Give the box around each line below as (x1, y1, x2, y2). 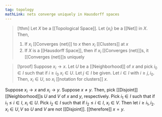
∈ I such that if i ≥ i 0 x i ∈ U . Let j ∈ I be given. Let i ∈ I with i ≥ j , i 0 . (17, 70, 155, 77)
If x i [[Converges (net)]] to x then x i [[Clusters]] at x (24, 41, 129, 48)
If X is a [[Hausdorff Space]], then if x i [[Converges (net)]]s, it (24, 48, 149, 55)
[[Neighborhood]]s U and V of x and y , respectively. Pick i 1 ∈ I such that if (5, 93, 155, 100)
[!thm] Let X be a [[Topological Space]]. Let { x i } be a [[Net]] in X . (17, 25, 148, 32)
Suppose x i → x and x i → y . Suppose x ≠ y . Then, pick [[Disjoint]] (5, 87, 138, 94)
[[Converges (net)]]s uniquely (24, 54, 85, 59)
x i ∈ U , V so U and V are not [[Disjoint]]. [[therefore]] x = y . (5, 106, 125, 113)
